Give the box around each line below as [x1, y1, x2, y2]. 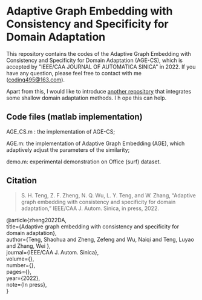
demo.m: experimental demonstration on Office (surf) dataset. [6, 158, 161, 165]
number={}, [6, 261, 36, 268]
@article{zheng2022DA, [6, 216, 67, 223]
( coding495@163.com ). [6, 76, 65, 83]
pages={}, [6, 268, 31, 275]
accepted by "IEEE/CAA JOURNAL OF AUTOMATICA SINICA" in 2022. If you [6, 63, 196, 70]
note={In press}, [6, 281, 47, 288]
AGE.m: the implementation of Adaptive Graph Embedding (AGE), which [6, 140, 185, 147]
